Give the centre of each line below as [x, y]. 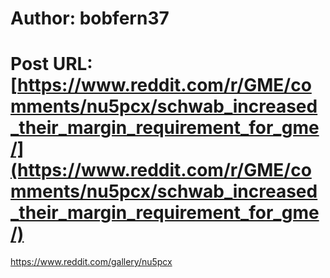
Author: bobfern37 [90, 18]
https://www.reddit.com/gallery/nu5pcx [91, 262]
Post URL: [51, 64]
